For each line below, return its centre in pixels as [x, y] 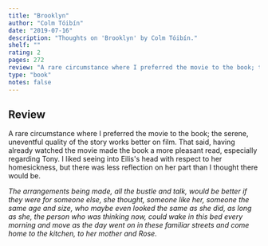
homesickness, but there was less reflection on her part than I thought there [133, 167]
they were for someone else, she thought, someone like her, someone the [129, 200]
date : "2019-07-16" [41, 30]
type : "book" [30, 75]
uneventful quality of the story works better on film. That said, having [122, 142]
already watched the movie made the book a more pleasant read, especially [133, 150]
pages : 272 [26, 61]
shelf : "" [25, 45]
